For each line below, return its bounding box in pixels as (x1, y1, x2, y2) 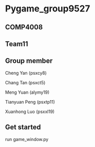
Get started (5, 123, 41, 132)
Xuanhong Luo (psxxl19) (5, 108, 55, 115)
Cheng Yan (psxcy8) (5, 70, 47, 76)
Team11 (5, 39, 28, 48)
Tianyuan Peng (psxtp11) (5, 99, 55, 105)
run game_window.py (5, 136, 48, 142)
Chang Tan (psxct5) (5, 79, 46, 85)
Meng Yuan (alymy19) (5, 89, 49, 95)
